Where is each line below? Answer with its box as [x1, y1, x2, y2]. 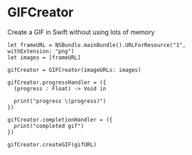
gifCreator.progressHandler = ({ [7, 79, 107, 86]
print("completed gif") [14, 122, 84, 129]
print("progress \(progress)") [14, 97, 107, 105]
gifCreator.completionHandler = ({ [7, 116, 113, 123]
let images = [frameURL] [7, 54, 81, 61]
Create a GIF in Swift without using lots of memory [7, 28, 155, 36]
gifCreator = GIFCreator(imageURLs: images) [7, 66, 142, 73]
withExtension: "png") [7, 48, 75, 55]
